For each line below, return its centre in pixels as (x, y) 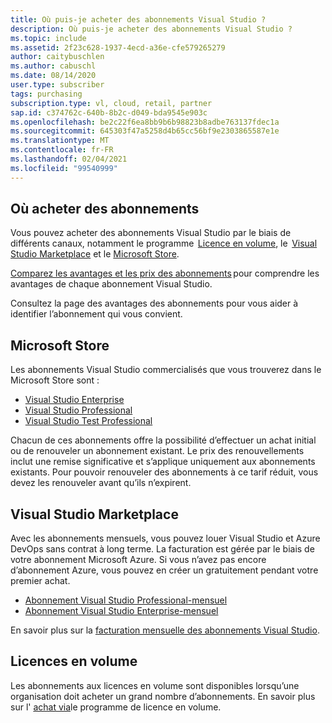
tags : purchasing (46, 94)
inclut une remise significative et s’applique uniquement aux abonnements (163, 462)
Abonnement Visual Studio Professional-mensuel (126, 600)
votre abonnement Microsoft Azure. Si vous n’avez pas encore (138, 560)
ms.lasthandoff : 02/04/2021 (69, 159)
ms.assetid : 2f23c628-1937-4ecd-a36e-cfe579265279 (118, 47)
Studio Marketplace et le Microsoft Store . (95, 254)
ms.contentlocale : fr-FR (62, 150)
